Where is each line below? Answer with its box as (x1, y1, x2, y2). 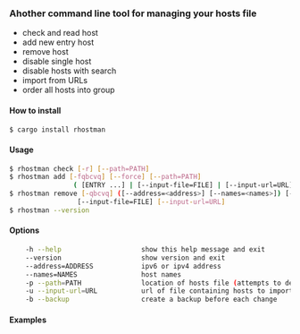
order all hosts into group (21, 84, 115, 96)
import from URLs (21, 75, 87, 86)
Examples (9, 314, 47, 325)
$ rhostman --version (9, 205, 90, 215)
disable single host (21, 56, 92, 67)
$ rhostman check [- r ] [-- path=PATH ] (9, 164, 150, 173)
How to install (9, 105, 62, 116)
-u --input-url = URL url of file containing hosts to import (25, 287, 294, 295)
